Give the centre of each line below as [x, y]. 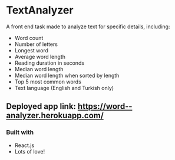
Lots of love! [30, 151]
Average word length [40, 56]
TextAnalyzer [40, 10]
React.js [24, 145]
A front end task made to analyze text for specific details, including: [88, 26]
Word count [29, 38]
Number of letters [36, 44]
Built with [20, 132]
